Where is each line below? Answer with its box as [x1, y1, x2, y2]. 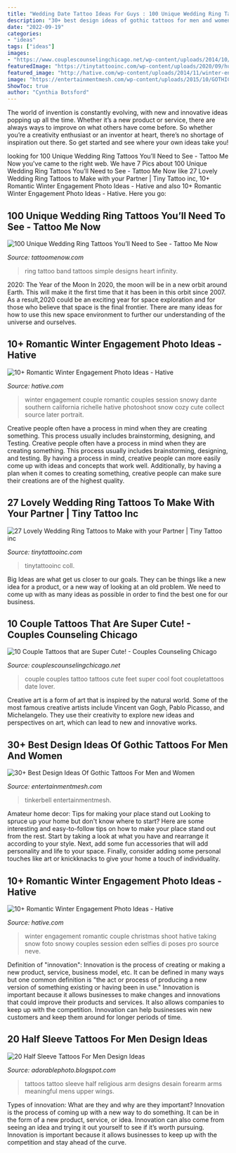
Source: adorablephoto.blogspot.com [7, 1066, 116, 1074]
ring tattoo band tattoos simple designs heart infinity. [24, 266, 178, 275]
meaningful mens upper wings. [24, 1087, 114, 1095]
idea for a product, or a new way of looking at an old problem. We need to [7, 582, 221, 591]
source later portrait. [24, 410, 84, 419]
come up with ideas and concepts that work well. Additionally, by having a [7, 461, 222, 469]
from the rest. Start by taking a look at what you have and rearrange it [7, 832, 209, 841]
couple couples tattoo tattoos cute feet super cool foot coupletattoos [24, 674, 225, 684]
